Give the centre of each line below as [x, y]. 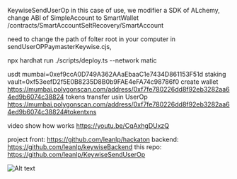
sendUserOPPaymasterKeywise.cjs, [59, 47]
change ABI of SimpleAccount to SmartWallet [73, 18]
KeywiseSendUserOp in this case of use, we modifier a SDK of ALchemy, [114, 10]
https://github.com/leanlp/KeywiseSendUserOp [76, 154]
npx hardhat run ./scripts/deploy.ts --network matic [82, 60]
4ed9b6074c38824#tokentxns [52, 112]
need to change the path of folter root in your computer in [91, 39]
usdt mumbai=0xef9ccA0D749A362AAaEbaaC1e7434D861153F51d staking [117, 74]
